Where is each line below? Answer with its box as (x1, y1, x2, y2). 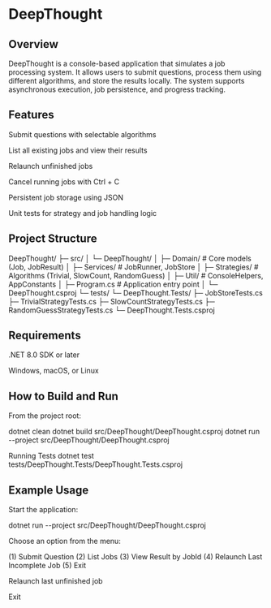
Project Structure (8, 232, 97, 246)
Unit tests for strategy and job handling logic (8, 208, 157, 218)
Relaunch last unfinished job (8, 576, 103, 586)
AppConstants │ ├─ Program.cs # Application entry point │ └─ (8, 279, 218, 289)
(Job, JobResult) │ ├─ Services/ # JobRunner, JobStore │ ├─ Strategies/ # (8, 261, 259, 272)
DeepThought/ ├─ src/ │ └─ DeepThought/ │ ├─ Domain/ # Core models (8, 253, 252, 263)
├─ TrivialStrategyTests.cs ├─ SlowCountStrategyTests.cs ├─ (8, 296, 215, 306)
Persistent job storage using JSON (8, 192, 124, 202)
